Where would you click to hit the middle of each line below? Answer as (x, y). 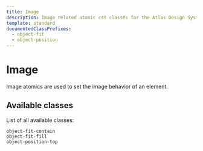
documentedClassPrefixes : (39, 29)
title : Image (23, 12)
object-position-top (32, 142)
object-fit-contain (31, 131)
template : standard (31, 23)
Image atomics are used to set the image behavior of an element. (87, 86)
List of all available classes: (40, 120)
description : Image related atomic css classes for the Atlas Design (96, 18)
